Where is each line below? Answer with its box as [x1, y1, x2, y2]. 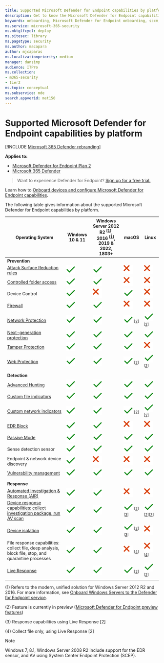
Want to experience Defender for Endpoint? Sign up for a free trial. [17, 178, 151, 184]
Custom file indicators [7, 393, 51, 399]
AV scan [7, 515, 24, 521]
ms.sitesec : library [5, 34, 47, 39]
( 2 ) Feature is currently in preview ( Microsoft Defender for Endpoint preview [5, 604, 158, 610]
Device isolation [7, 528, 40, 534]
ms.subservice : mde [5, 91, 45, 95]
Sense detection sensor [7, 446, 55, 452]
